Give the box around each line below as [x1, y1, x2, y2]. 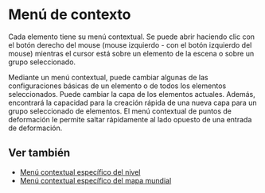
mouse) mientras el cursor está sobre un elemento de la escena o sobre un [8, 48, 255, 58]
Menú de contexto [8, 6, 131, 24]
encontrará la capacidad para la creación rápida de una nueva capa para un [8, 98, 257, 107]
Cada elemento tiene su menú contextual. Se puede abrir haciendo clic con [8, 32, 255, 41]
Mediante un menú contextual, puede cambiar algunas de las [8, 72, 208, 82]
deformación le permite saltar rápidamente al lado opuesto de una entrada [8, 114, 252, 124]
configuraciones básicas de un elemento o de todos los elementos [8, 81, 227, 91]
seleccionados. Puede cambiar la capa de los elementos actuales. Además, [8, 89, 256, 98]
